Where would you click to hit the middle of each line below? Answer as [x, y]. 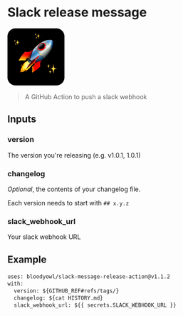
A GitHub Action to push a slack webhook [86, 96]
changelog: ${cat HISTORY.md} [58, 298]
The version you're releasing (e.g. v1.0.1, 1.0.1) [74, 155]
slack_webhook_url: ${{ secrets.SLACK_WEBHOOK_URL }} [95, 305]
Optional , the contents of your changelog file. [74, 189]
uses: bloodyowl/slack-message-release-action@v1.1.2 [89, 277]
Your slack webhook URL [44, 237]
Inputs [22, 119]
